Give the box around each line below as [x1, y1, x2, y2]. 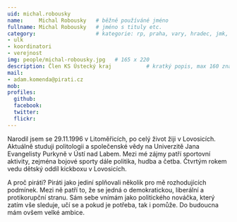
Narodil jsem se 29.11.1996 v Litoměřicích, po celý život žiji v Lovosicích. [7, 135, 217, 143]
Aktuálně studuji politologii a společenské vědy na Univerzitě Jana [7, 142, 200, 150]
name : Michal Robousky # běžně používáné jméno [7, 17, 169, 24]
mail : [7, 69, 23, 76]
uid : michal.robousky [7, 10, 71, 18]
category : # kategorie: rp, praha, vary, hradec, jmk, [7, 30, 229, 37]
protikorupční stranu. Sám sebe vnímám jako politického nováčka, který [7, 193, 215, 202]
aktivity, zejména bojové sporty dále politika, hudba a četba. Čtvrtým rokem [7, 156, 227, 166]
